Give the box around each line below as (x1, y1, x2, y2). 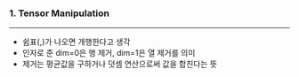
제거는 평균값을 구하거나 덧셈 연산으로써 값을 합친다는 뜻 (21, 58, 218, 69)
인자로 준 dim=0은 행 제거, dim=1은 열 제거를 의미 (21, 48, 196, 58)
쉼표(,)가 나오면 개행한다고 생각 (21, 36, 131, 47)
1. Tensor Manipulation (9, 7, 109, 19)
